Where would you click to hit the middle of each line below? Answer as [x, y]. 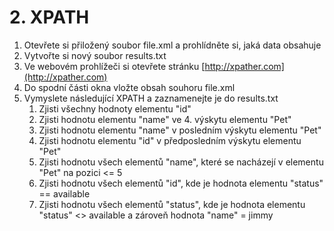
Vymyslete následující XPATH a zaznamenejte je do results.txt [151, 98]
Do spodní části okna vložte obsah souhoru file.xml [129, 87]
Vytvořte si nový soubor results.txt [95, 55]
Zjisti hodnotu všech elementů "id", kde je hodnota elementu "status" [181, 183]
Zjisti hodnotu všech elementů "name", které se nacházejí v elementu [181, 162]
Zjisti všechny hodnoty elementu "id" [115, 108]
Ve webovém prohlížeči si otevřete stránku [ [114, 66]
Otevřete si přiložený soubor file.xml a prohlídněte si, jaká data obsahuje [172, 45]
